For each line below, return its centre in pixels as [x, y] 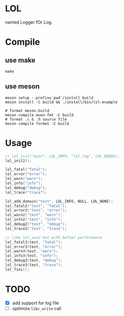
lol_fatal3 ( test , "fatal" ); [34, 242]
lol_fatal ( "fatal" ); [26, 170]
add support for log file [35, 303]
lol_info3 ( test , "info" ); [31, 256]
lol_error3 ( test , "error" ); [34, 247]
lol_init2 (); [18, 161]
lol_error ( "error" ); [26, 174]
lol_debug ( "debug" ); [26, 188]
